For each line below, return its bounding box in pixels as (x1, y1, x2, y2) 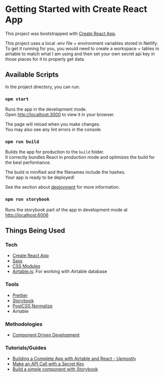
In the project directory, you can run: (5, 84, 80, 90)
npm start (5, 96, 29, 102)
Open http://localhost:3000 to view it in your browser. (5, 112, 115, 118)
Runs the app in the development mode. (5, 106, 87, 113)
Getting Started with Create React (5, 3, 148, 15)
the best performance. (5, 159, 51, 165)
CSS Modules (12, 263, 41, 269)
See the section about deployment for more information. (5, 184, 120, 190)
